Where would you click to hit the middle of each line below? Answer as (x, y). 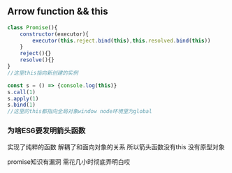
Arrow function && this (58, 12)
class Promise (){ (32, 27)
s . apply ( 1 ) (23, 98)
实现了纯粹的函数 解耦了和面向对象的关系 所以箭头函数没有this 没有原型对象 (116, 147)
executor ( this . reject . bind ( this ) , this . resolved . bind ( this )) (122, 40)
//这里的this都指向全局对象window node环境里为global (80, 112)
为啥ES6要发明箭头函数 (46, 130)
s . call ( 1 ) (22, 92)
